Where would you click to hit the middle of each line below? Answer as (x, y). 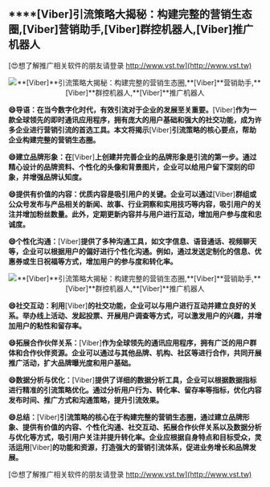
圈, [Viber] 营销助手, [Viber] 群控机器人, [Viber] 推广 (131, 29)
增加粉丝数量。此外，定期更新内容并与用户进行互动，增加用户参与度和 (138, 214)
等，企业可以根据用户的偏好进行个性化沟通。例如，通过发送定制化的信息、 (131, 251)
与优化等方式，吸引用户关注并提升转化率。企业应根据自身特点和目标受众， (131, 437)
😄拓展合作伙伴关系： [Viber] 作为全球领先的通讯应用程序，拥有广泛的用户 (129, 342)
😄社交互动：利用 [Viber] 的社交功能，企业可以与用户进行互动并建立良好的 (129, 305)
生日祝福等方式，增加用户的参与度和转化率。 (103, 261)
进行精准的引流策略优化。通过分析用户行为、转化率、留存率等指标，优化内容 (135, 390)
